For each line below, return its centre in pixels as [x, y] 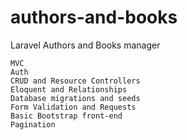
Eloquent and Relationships [69, 89]
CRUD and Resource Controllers [75, 81]
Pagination [33, 124]
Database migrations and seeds [75, 98]
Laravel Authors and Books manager [85, 45]
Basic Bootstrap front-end [66, 116]
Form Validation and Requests [73, 107]
